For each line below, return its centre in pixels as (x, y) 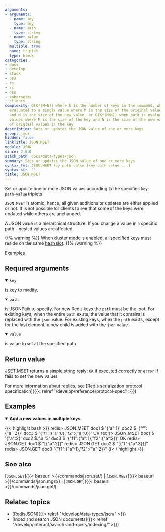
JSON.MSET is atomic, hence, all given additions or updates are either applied (82, 203)
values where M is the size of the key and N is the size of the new (82, 119)
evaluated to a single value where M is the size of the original (79, 111)
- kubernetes (18, 97)
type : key (24, 23)
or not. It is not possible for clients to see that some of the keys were (74, 209)
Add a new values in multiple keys (45, 418)
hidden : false (20, 138)
